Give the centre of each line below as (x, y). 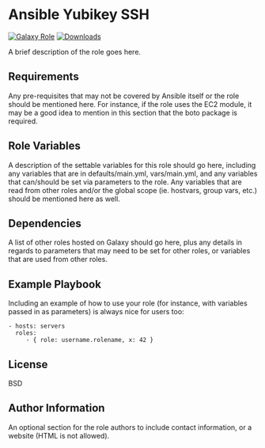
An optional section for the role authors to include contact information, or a (130, 427)
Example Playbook (55, 284)
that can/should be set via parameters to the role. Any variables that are (125, 182)
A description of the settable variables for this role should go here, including (132, 165)
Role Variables (44, 146)
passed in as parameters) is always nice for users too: (96, 312)
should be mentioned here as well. (64, 199)
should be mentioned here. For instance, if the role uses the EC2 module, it (130, 104)
